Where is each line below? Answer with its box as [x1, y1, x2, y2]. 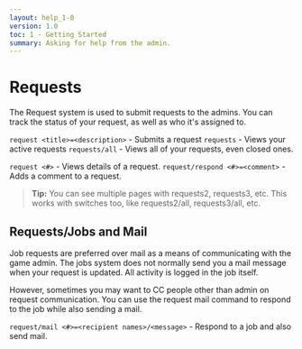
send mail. [9, 331, 48, 341]
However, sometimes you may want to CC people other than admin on [9, 285, 270, 295]
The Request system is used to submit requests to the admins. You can [9, 107, 273, 118]
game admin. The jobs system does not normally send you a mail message [9, 258, 287, 268]
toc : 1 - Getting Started [9, 30, 106, 39]
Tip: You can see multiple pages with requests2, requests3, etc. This [31, 188, 288, 199]
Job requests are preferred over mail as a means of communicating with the [9, 248, 291, 258]
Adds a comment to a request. [9, 170, 122, 181]
